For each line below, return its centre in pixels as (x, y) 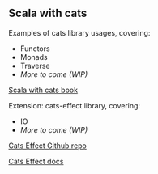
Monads (34, 57)
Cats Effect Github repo (48, 146)
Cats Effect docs (36, 161)
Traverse (35, 66)
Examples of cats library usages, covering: (79, 32)
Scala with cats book (43, 90)
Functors (35, 49)
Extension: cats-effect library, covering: (74, 105)
